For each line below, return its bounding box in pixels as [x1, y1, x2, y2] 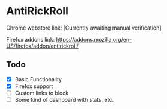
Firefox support [14, 83, 53, 90]
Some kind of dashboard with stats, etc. [14, 96, 114, 103]
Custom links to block [14, 89, 69, 96]
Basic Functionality [14, 75, 62, 83]
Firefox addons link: [6, 36, 55, 43]
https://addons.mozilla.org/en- [56, 36, 132, 43]
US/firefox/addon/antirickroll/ [6, 42, 79, 49]
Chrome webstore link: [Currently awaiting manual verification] [6, 24, 162, 31]
